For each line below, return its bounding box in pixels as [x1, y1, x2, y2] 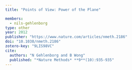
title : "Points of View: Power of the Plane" [5, 7, 101, 12]
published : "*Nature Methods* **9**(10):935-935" [9, 57, 114, 62]
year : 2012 [5, 30, 28, 35]
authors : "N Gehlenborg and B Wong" [9, 53, 85, 58]
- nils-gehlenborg [9, 21, 48, 26]
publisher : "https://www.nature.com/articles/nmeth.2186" [5, 35, 128, 39]
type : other [5, 25, 30, 30]
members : [5, 16, 23, 21]
